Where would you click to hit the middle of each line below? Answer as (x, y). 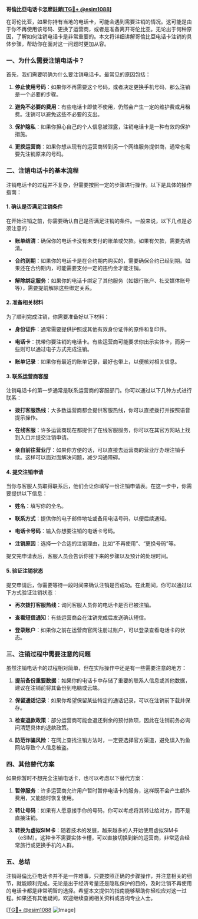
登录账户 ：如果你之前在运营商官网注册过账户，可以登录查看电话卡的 (97, 630)
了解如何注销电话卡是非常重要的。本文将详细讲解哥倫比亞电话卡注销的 (101, 37)
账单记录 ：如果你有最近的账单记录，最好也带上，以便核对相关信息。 (97, 361)
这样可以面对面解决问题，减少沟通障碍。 (74, 457)
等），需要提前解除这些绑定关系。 (55, 287)
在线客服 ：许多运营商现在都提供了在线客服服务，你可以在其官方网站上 (100, 430)
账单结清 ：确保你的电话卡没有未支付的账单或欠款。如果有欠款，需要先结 (102, 240)
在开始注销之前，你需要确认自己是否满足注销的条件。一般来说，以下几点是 (96, 221)
